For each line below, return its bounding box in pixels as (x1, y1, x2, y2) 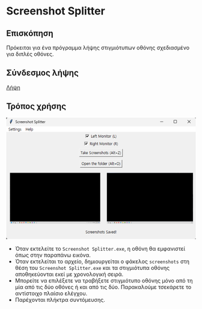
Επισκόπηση (6, 28, 54, 38)
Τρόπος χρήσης (6, 101, 66, 112)
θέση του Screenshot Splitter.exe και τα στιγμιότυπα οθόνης (14, 264, 170, 271)
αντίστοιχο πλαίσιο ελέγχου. (14, 290, 88, 297)
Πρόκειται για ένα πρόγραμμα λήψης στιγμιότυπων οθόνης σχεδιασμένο (6, 44, 190, 51)
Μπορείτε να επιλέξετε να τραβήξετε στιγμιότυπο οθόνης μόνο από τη (14, 277, 193, 284)
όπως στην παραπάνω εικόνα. (14, 251, 91, 259)
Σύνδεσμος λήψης (6, 68, 79, 78)
